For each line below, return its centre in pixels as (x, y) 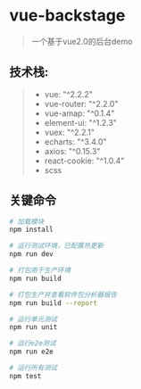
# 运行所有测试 (33, 368)
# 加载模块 (27, 221)
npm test (25, 376)
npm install (31, 230)
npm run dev (31, 254)
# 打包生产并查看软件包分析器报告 (63, 294)
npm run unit (33, 327)
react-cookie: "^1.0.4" (84, 161)
